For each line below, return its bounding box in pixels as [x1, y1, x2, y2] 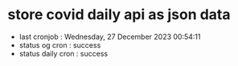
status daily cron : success [18, 49, 109, 58]
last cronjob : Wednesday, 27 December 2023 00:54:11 [18, 32, 202, 41]
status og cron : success [18, 40, 101, 49]
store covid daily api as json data [7, 6, 231, 24]
